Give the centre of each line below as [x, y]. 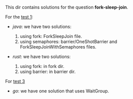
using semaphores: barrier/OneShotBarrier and [69, 41]
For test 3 [15, 81]
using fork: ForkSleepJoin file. [51, 36]
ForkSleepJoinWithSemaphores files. [58, 47]
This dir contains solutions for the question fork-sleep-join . [67, 7]
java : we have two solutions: [42, 26]
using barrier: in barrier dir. [48, 71]
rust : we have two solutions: [42, 56]
